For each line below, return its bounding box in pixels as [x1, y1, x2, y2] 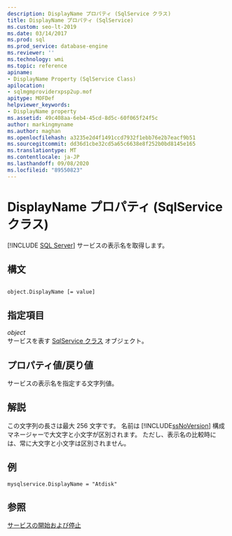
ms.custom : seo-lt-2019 [7, 23, 77, 30]
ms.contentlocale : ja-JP [7, 153, 80, 161]
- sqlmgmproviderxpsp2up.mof [7, 88, 93, 95]
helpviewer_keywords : [7, 102, 71, 109]
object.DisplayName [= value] [7, 289, 96, 296]
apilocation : [7, 82, 46, 89]
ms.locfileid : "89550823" [7, 166, 83, 174]
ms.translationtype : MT [7, 147, 77, 154]
